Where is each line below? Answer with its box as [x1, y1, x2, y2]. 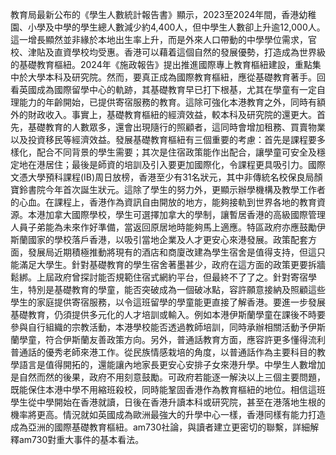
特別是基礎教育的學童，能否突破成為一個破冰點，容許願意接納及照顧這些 [27, 284, 326, 295]
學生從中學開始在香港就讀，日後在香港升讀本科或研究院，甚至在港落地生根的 [10, 396, 326, 408]
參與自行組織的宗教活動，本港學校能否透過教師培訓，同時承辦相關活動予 [10, 321, 308, 333]
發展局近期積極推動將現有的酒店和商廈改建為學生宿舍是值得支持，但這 [27, 246, 317, 258]
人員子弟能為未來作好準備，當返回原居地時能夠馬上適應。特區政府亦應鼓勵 [10, 221, 317, 233]
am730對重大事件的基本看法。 [18, 434, 145, 445]
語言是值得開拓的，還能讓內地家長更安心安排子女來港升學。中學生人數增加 [18, 359, 326, 370]
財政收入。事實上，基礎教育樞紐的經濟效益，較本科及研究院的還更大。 [27, 109, 317, 120]
